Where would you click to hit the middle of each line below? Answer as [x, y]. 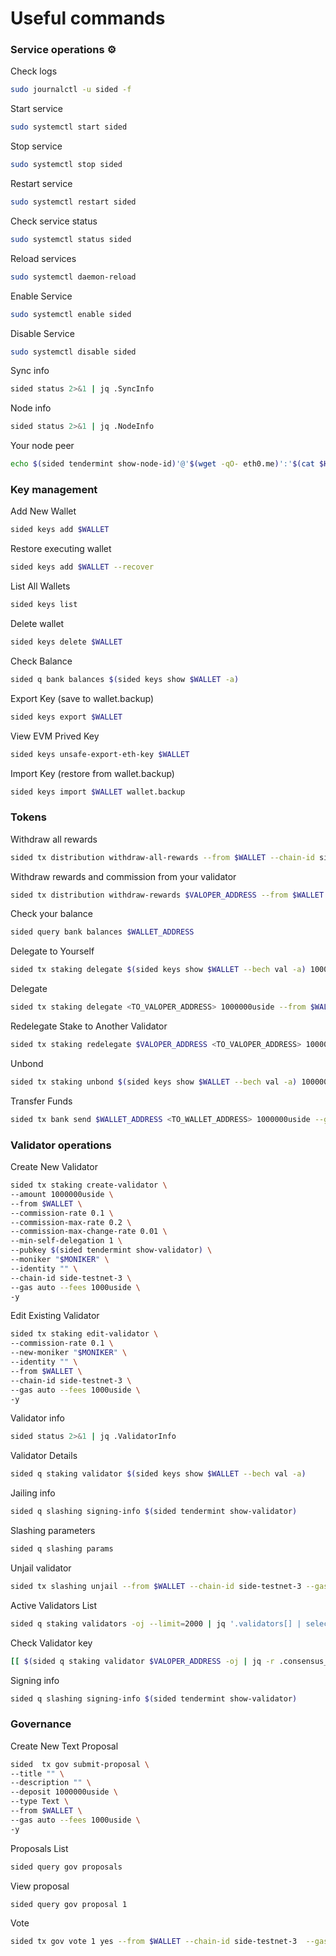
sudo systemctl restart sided [73, 202]
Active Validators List [54, 1605]
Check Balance [41, 661]
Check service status [54, 221]
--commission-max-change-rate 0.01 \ [89, 1232]
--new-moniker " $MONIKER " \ [69, 1353]
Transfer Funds [41, 1101]
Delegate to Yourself [52, 951]
